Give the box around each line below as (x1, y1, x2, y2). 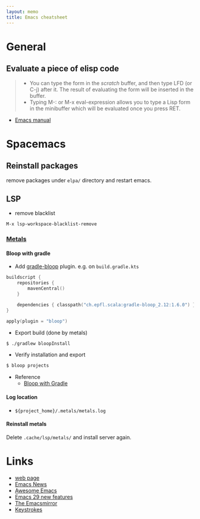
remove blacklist (14, 210, 55, 217)
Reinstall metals (6, 421, 47, 428)
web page (14, 474, 40, 481)
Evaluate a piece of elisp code (6, 64, 119, 74)
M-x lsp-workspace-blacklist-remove (6, 221, 97, 227)
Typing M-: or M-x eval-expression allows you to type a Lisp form (29, 98, 190, 105)
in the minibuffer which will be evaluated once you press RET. (29, 105, 181, 112)
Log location (6, 393, 37, 400)
